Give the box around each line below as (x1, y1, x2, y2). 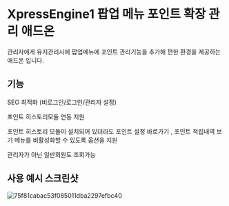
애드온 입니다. (7, 56, 45, 64)
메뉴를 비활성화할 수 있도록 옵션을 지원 (14, 136, 118, 144)
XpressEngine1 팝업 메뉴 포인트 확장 (7, 6, 206, 22)
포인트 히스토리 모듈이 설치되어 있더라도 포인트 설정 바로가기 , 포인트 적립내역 (7, 127, 215, 135)
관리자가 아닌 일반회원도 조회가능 (7, 150, 97, 158)
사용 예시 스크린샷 (7, 173, 79, 185)
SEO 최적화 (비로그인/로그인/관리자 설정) (7, 98, 117, 106)
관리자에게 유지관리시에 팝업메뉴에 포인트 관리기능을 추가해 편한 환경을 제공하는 (7, 48, 221, 56)
